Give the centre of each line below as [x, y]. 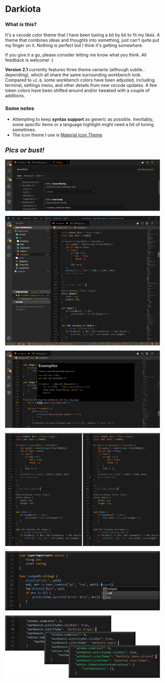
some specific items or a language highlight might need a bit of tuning [83, 124]
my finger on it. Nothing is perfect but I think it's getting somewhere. [74, 46]
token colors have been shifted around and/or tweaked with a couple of [77, 91]
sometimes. [24, 130]
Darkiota [23, 9]
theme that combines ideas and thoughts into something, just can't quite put [82, 40]
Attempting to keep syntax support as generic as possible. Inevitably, [83, 119]
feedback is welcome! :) [29, 60]
